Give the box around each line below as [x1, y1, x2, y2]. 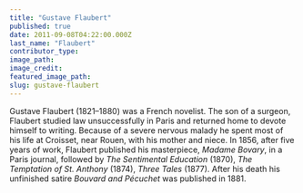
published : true [9, 22, 71, 31]
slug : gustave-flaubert [9, 81, 100, 90]
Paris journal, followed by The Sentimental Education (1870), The [9, 153, 253, 164]
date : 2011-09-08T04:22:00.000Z [9, 30, 132, 39]
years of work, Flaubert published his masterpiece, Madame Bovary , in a [9, 144, 283, 155]
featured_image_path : [9, 72, 92, 82]
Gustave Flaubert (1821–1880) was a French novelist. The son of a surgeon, [9, 105, 291, 116]
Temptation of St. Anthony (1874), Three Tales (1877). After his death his [9, 163, 280, 174]
